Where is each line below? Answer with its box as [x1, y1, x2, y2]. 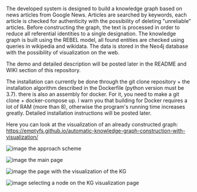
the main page [28, 157, 64, 163]
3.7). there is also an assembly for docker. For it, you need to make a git [6, 91, 179, 97]
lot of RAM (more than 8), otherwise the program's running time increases [6, 103, 185, 110]
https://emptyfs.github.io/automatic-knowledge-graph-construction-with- [6, 127, 186, 134]
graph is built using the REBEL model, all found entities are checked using [6, 37, 185, 43]
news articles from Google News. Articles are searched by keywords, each [6, 11, 187, 18]
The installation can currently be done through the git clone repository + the [6, 78, 190, 85]
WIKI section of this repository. [6, 67, 81, 73]
